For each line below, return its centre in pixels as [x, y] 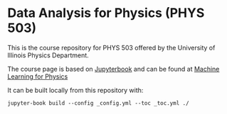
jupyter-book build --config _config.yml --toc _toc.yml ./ [99, 103]
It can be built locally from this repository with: [75, 90]
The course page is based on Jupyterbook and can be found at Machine [114, 69]
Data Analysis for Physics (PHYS [106, 13]
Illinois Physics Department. [48, 55]
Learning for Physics [38, 76]
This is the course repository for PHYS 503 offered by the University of [111, 47]
